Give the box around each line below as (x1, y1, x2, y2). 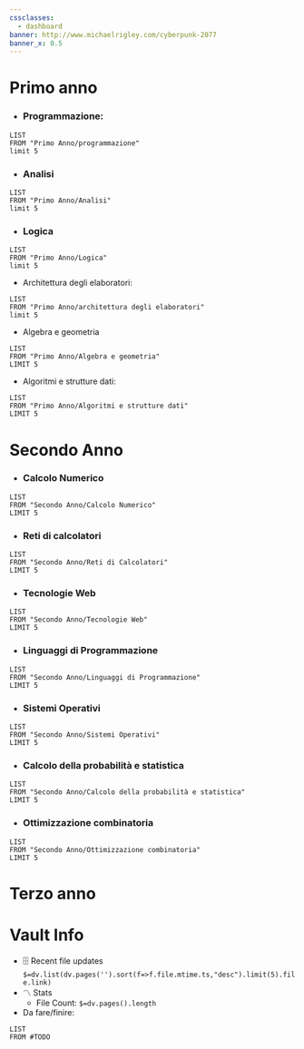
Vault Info (9, 925, 84, 945)
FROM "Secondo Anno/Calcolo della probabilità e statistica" (9, 788, 246, 797)
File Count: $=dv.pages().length (35, 997, 157, 1008)
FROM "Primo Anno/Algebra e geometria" (9, 352, 161, 361)
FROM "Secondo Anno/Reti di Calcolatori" (9, 558, 169, 567)
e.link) (22, 977, 52, 987)
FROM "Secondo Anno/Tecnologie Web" (9, 615, 148, 624)
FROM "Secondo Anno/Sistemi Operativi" (9, 730, 161, 740)
